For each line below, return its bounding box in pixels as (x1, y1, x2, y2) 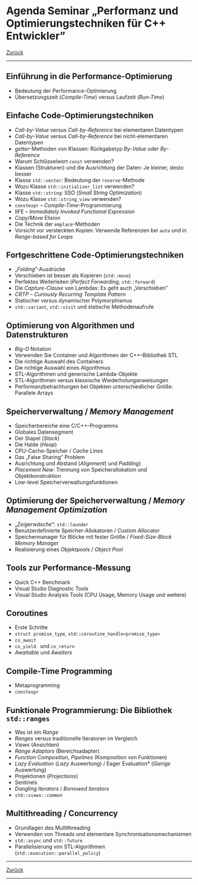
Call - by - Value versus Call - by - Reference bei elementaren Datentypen (14, 126, 184, 134)
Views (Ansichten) (14, 741, 60, 749)
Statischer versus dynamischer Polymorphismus (14, 297, 133, 304)
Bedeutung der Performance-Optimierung (14, 87, 117, 94)
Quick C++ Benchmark (14, 578, 71, 585)
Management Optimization (6, 505, 108, 515)
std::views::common (14, 793, 63, 799)
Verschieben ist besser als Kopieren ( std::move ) (14, 272, 131, 279)
